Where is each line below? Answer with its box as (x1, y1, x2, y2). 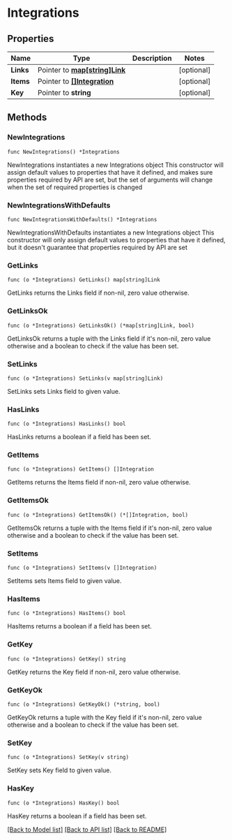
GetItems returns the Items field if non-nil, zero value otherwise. (7, 478, 191, 487)
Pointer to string (37, 88, 92, 97)
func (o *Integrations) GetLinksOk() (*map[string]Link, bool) (7, 322, 195, 329)
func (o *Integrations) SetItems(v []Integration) (7, 564, 157, 572)
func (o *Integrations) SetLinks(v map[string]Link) (7, 375, 164, 382)
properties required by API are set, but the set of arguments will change (7, 175, 213, 184)
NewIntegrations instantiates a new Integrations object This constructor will (7, 161, 224, 169)
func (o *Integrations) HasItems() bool (7, 610, 127, 617)
